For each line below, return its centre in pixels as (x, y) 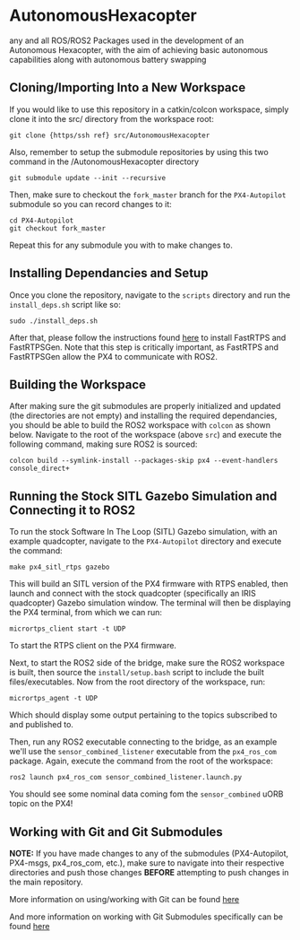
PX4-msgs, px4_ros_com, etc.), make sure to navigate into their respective (147, 863)
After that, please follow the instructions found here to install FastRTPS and (148, 337)
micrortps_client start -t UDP (68, 629)
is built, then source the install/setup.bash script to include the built (137, 673)
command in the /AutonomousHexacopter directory (104, 161)
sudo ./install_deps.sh (54, 321)
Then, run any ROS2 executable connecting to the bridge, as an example (143, 742)
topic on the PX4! (41, 804)
